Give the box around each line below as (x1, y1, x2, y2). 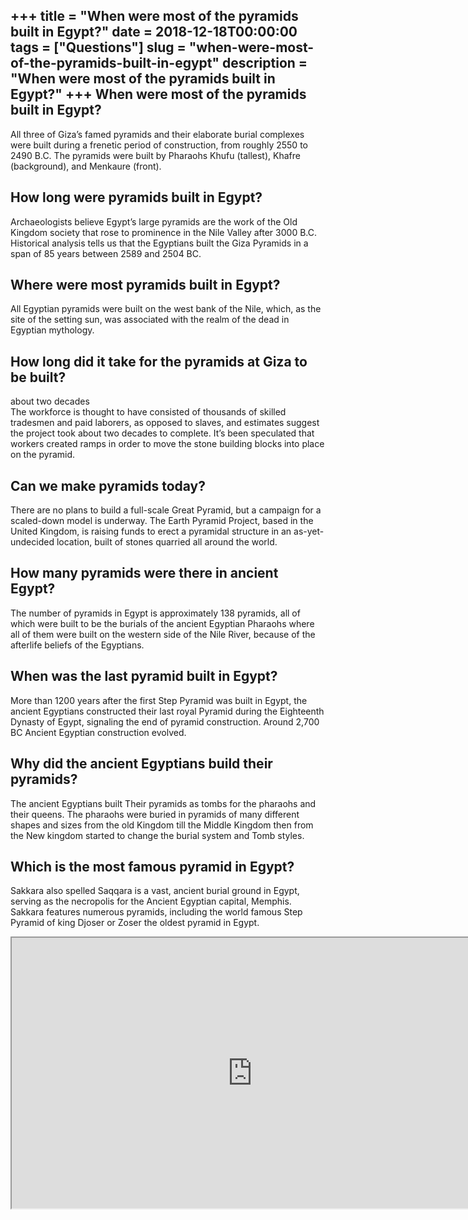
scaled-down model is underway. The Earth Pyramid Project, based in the (10, 515, 314, 527)
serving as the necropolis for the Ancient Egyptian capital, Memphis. (10, 895, 292, 908)
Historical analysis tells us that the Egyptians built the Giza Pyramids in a (10, 237, 309, 249)
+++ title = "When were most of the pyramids (10, 8, 299, 25)
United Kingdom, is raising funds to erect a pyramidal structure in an (10, 525, 292, 538)
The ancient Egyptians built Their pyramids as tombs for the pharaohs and (10, 797, 317, 809)
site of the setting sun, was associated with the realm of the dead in (10, 314, 290, 326)
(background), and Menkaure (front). (10, 160, 162, 172)
